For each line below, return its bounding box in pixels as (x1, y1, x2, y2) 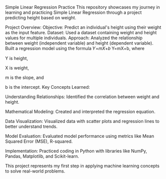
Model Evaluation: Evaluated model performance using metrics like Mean (5, 133, 155, 139)
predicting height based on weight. (5, 15, 77, 20)
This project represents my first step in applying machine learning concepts (5, 163, 160, 169)
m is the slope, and (5, 74, 44, 80)
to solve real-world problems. (5, 168, 65, 174)
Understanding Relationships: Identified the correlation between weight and (5, 94, 160, 100)
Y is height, (5, 56, 28, 61)
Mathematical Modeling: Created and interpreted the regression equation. (5, 109, 156, 115)
